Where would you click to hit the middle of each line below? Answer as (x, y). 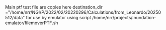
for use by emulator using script (58, 17)
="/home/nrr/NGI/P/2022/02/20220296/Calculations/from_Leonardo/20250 (83, 12)
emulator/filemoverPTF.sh (32, 23)
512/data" (15, 17)
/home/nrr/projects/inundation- (124, 17)
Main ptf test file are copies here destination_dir (54, 7)
